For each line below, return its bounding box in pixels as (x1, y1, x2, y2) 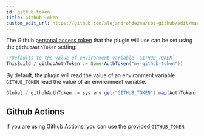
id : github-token (6, 8, 50, 15)
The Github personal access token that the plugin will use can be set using (6, 37, 193, 44)
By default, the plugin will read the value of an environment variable (6, 72, 175, 79)
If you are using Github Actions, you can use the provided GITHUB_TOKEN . (6, 123, 186, 130)
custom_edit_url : (6, 20, 50, 26)
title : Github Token (6, 15, 59, 21)
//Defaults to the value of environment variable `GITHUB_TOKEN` (6, 55, 175, 61)
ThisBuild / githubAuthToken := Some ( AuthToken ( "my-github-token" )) (6, 61, 183, 67)
